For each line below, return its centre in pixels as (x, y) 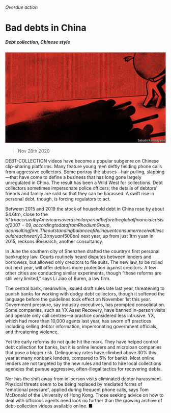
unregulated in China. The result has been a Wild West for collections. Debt (84, 183)
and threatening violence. (32, 332)
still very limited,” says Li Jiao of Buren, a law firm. (58, 279)
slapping (156, 172)
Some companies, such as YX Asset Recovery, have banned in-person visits (85, 310)
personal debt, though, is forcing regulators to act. (58, 199)
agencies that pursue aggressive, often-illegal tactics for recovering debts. (83, 369)
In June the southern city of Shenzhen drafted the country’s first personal (82, 251)
